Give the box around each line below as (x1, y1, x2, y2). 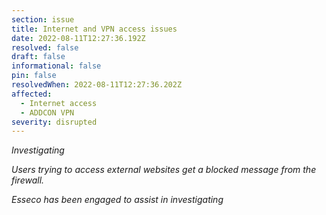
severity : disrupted (11, 117, 98, 127)
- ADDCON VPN (20, 107, 75, 118)
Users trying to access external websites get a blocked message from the (11, 164, 317, 176)
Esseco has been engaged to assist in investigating (11, 194, 224, 206)
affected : (11, 89, 53, 99)
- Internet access (20, 98, 98, 108)
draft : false (11, 52, 66, 62)
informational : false (11, 61, 102, 71)
